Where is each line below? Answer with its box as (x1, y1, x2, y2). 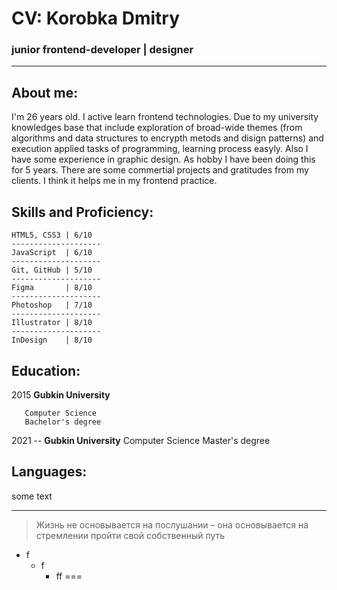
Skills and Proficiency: (11, 203, 154, 221)
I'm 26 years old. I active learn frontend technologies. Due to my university (11, 111, 319, 123)
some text (11, 490, 53, 502)
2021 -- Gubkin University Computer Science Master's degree (11, 434, 271, 446)
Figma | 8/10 (11, 283, 93, 293)
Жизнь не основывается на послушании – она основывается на (35, 518, 309, 531)
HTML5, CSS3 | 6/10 (11, 230, 93, 241)
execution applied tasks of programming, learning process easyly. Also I (11, 143, 309, 155)
